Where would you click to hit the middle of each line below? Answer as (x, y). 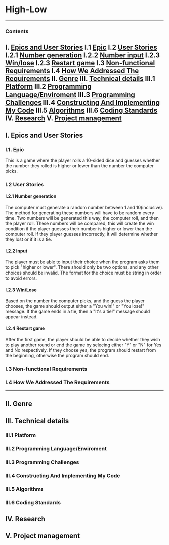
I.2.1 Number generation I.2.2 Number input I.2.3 (82, 56)
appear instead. (21, 317)
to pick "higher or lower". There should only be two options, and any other (82, 267)
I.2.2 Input (16, 251)
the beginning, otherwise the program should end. (57, 355)
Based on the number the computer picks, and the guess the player (75, 301)
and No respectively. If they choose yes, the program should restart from (81, 350)
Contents (17, 31)
